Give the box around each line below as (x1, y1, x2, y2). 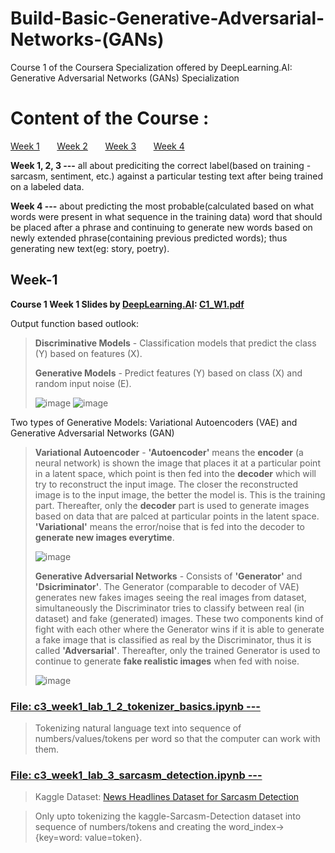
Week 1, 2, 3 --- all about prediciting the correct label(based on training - (10, 159, 312, 171)
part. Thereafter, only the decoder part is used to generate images (34, 499, 310, 511)
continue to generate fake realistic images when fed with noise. (34, 655, 300, 667)
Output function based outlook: (10, 317, 140, 329)
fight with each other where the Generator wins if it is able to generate (34, 623, 325, 635)
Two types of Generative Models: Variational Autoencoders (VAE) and (10, 416, 298, 428)
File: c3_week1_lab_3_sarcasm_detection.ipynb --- (10, 768, 263, 782)
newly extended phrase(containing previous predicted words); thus (10, 232, 288, 244)
